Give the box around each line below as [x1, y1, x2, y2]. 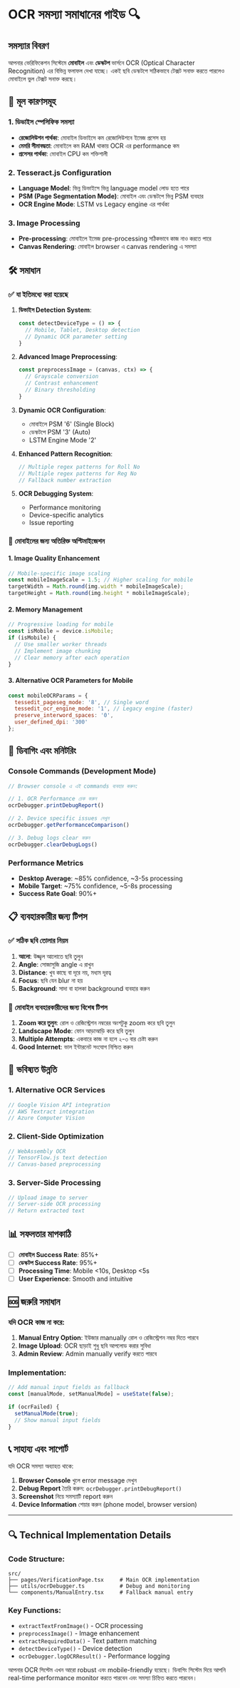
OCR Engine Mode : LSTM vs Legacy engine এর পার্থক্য [18, 200, 169, 208]
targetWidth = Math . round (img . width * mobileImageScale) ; [8, 583, 184, 590]
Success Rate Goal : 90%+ [18, 889, 98, 898]
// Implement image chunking [14, 647, 101, 654]
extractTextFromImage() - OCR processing [18, 1622, 143, 1630]
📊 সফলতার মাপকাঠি [8, 1228, 72, 1240]
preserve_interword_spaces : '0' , [14, 712, 114, 719]
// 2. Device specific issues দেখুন [8, 815, 110, 822]
